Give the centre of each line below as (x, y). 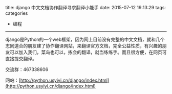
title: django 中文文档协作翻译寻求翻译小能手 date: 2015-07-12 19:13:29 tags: (86, 7)
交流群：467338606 (27, 69)
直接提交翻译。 (21, 58)
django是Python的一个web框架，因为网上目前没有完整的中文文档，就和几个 (85, 39)
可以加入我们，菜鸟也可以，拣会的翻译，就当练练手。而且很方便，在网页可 (88, 52)
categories (17, 13)
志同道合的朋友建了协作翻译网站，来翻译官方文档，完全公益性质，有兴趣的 (84, 46)
